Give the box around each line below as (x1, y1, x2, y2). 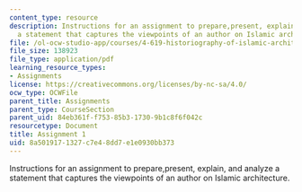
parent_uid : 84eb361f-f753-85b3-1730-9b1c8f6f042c (9, 113, 203, 122)
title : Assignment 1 (9, 130, 87, 139)
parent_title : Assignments (9, 96, 111, 106)
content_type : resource (9, 13, 99, 22)
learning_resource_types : (9, 64, 106, 73)
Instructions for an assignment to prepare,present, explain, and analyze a (9, 162, 280, 173)
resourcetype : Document (9, 122, 99, 131)
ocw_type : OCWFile (9, 88, 78, 97)
